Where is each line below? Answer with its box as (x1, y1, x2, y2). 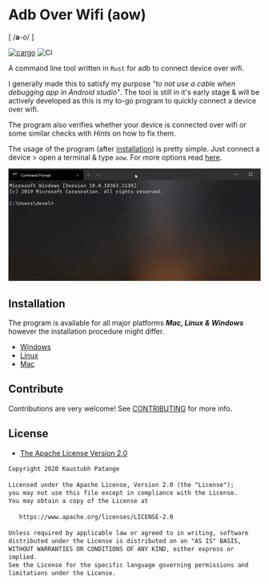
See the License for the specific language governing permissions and (8, 561, 249, 569)
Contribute (8, 383, 64, 396)
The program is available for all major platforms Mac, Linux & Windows (8, 318, 244, 328)
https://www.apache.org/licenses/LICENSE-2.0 (18, 513, 174, 521)
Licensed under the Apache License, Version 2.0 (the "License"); (8, 481, 235, 489)
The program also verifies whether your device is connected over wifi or (8, 120, 247, 129)
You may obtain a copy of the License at (8, 497, 149, 505)
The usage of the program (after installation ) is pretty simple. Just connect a (8, 144, 260, 153)
